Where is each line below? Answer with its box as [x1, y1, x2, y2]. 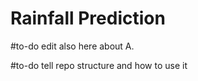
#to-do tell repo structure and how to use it [10, 59, 188, 71]
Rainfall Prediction [10, 7, 166, 30]
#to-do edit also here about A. [10, 40, 135, 52]
